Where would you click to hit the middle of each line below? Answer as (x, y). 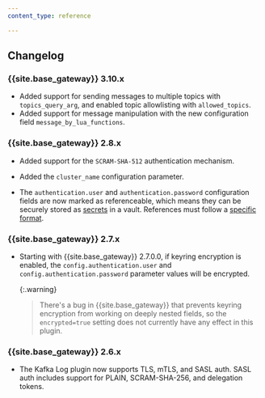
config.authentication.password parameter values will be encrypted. (135, 273)
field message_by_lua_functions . (72, 122)
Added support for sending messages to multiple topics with (120, 96)
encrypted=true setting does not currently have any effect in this (146, 322)
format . (32, 218)
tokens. (32, 387)
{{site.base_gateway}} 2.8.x (65, 143)
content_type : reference (49, 16)
